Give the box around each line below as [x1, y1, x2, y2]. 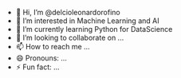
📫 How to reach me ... [15, 42, 90, 51]
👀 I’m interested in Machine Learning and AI [15, 16, 159, 25]
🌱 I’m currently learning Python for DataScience [15, 25, 173, 33]
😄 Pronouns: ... [15, 53, 68, 63]
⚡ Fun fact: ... [15, 62, 60, 72]
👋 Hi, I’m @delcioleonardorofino [15, 8, 121, 17]
